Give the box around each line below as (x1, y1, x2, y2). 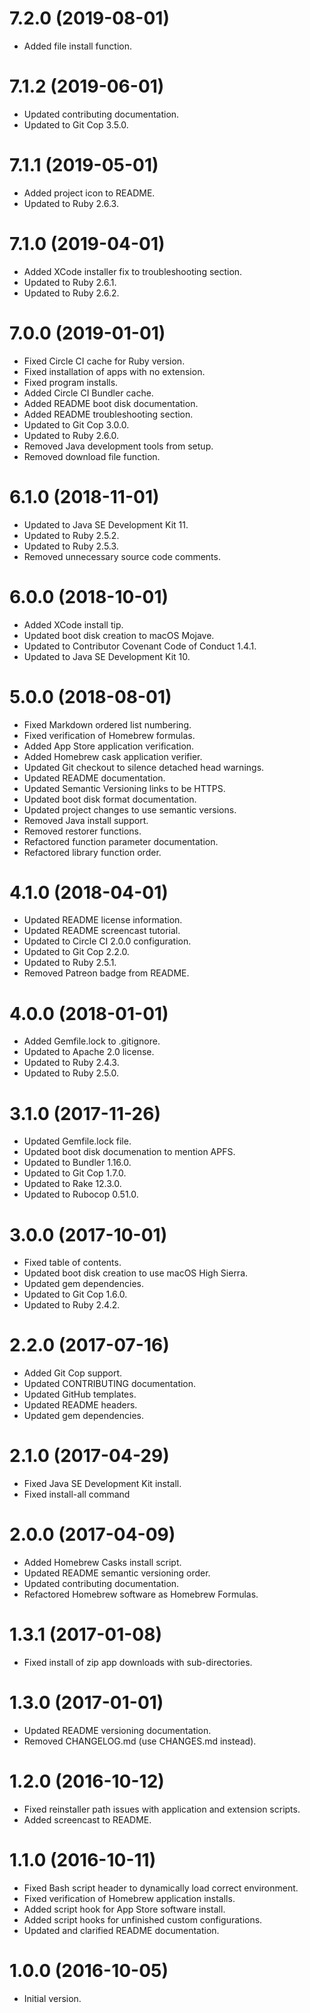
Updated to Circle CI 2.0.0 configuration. (23, 935, 192, 947)
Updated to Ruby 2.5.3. (23, 540, 119, 552)
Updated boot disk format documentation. (23, 793, 197, 805)
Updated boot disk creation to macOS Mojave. (23, 629, 215, 641)
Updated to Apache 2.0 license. (23, 1046, 155, 1058)
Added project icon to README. (23, 187, 156, 199)
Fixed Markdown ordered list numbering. (23, 718, 192, 731)
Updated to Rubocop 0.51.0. (23, 1188, 139, 1201)
